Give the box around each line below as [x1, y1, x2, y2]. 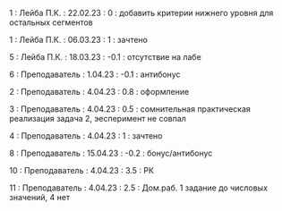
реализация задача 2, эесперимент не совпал [9, 114, 186, 123]
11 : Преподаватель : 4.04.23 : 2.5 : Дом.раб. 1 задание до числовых [9, 182, 269, 193]
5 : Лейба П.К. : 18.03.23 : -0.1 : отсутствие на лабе [9, 52, 201, 62]
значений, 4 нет [9, 192, 70, 202]
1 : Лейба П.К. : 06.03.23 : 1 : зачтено [9, 35, 148, 45]
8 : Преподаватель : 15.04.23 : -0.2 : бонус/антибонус [9, 148, 213, 158]
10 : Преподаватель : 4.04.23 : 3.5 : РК [9, 165, 155, 175]
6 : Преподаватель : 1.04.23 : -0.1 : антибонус [9, 69, 181, 80]
